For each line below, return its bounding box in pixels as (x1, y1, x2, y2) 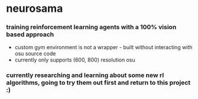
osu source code (14, 50, 56, 58)
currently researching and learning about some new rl (6, 71, 164, 79)
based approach (6, 30, 54, 39)
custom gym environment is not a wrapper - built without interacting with (14, 44, 193, 51)
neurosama (6, 2, 63, 15)
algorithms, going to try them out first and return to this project (6, 79, 191, 87)
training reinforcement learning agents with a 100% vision (6, 23, 177, 31)
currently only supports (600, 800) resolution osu (14, 56, 136, 63)
